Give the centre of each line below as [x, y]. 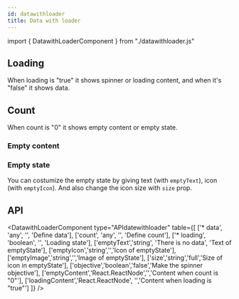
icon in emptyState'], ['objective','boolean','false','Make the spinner [105, 266]
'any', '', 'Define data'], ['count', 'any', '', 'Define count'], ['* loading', [107, 235]
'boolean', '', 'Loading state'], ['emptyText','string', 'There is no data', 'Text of [119, 243]
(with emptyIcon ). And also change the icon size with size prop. [100, 188]
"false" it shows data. [39, 88]
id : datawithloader [36, 14]
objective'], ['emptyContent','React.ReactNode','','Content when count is [113, 273]
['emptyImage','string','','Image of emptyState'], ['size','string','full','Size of [115, 258]
